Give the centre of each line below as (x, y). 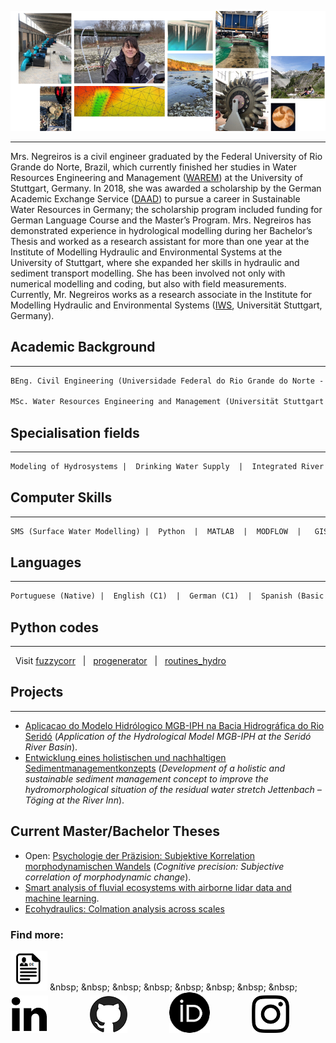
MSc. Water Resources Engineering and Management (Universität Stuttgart (167, 402)
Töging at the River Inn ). (74, 800)
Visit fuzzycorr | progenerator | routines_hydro (120, 661)
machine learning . (62, 898)
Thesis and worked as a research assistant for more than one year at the (160, 241)
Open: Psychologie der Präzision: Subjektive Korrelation (140, 855)
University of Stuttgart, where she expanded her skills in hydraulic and (155, 262)
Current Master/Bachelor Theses (115, 831)
